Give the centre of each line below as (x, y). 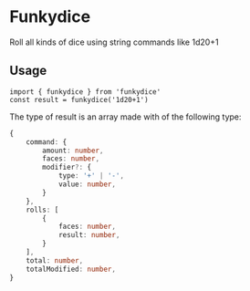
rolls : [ (42, 210)
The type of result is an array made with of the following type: (125, 117)
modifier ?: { (67, 167)
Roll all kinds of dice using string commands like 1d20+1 (114, 42)
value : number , (87, 184)
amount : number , (73, 151)
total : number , (55, 260)
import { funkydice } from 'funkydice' (85, 92)
